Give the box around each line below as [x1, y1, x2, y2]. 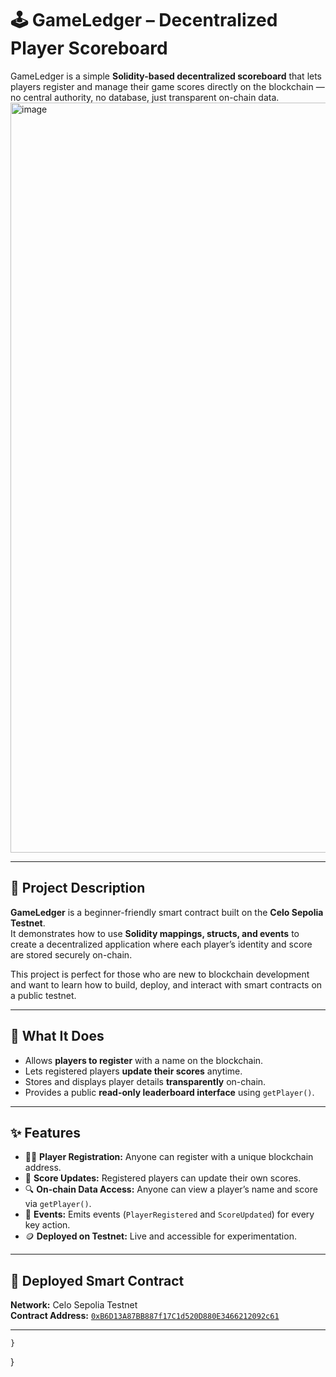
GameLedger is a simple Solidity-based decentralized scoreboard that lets [10, 70, 323, 82]
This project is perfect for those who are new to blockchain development [10, 968, 310, 980]
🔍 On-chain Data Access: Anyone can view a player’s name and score [24, 1183, 318, 1196]
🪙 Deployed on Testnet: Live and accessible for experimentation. [24, 1230, 297, 1242]
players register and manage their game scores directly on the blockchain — [10, 80, 325, 92]
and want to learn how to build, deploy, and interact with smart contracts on [10, 978, 323, 991]
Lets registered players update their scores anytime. [24, 1065, 243, 1077]
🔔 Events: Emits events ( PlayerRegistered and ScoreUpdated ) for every [24, 1208, 315, 1221]
